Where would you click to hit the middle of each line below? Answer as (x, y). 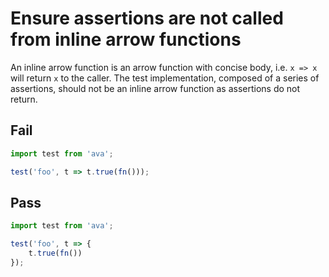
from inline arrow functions (126, 39)
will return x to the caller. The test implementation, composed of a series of (165, 78)
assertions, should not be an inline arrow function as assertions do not (155, 88)
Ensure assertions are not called (147, 18)
